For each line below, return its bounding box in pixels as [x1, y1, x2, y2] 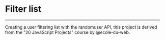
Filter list [5, 3, 42, 15]
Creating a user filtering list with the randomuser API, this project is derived [5, 24, 157, 30]
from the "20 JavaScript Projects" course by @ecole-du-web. [5, 29, 130, 35]
